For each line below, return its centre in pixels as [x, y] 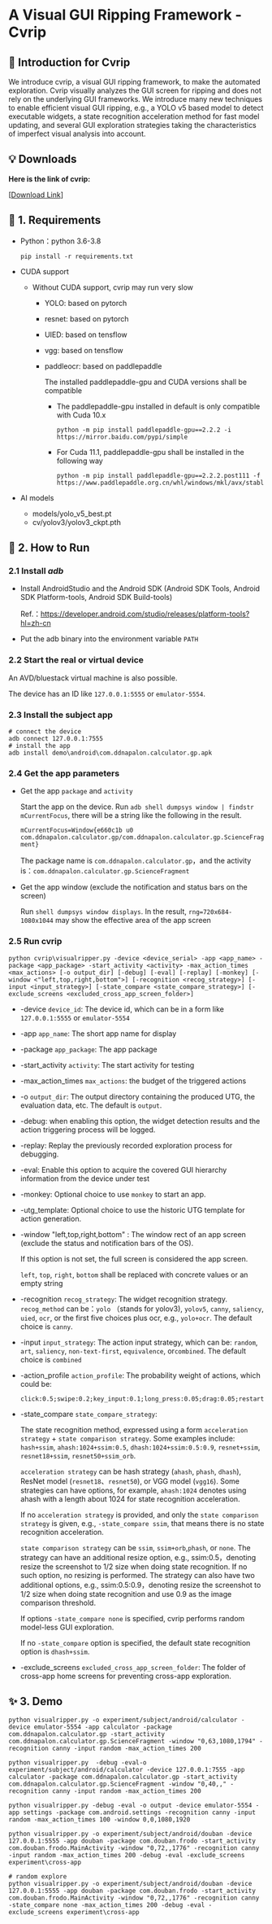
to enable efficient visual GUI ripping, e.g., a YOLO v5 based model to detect [136, 108]
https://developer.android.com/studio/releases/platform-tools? [145, 614]
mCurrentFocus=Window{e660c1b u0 [77, 831]
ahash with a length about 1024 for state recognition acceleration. [130, 1498]
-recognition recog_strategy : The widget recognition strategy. [123, 1299]
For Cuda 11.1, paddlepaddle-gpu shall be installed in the [151, 452]
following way [80, 461]
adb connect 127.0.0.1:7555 [56, 738]
